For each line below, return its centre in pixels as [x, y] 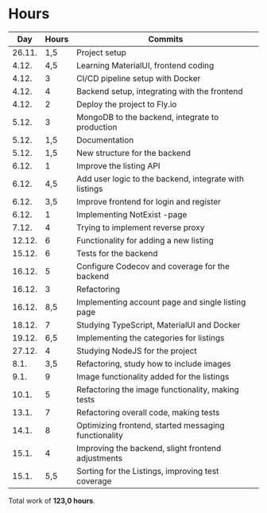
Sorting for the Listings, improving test [148, 471]
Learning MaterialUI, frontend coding [145, 65]
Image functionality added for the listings [153, 376]
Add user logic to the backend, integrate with [161, 178]
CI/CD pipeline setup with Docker [139, 78]
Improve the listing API [118, 165]
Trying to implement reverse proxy [141, 227]
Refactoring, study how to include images [154, 363]
